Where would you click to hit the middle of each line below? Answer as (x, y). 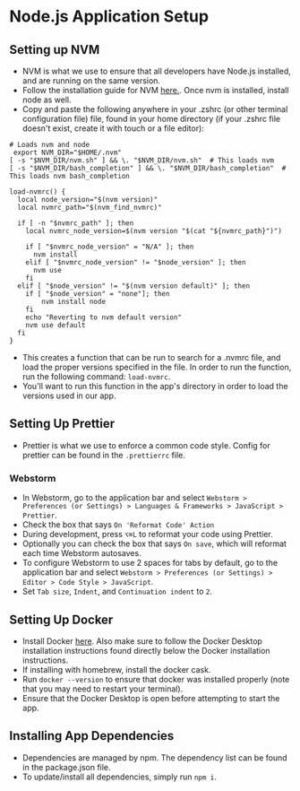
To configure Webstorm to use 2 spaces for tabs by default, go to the (150, 563)
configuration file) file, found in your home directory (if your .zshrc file (151, 119)
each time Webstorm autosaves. (81, 553)
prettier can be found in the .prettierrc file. (104, 455)
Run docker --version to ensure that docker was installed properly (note (156, 679)
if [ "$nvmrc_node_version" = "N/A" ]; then (110, 247)
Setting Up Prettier (62, 424)
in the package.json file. (66, 767)
